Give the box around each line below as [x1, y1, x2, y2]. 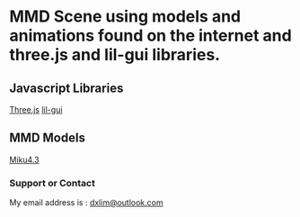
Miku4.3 [9, 154, 40, 165]
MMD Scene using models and [9, 6, 242, 27]
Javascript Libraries [9, 80, 124, 95]
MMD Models [9, 131, 85, 146]
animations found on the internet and [9, 25, 292, 46]
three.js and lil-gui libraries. [9, 45, 221, 65]
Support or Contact [9, 176, 96, 189]
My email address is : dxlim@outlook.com [9, 197, 163, 208]
